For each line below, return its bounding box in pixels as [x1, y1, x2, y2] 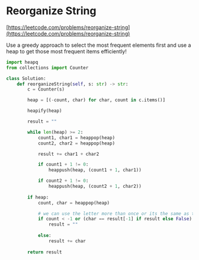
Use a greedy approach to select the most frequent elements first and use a [6, 41, 191, 49]
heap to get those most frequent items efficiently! [6, 47, 127, 54]
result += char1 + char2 [37, 151, 99, 157]
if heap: [27, 194, 49, 200]
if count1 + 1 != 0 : [37, 162, 89, 168]
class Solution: [6, 75, 46, 81]
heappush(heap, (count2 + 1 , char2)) [48, 184, 142, 190]
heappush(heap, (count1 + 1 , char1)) [48, 167, 142, 173]
